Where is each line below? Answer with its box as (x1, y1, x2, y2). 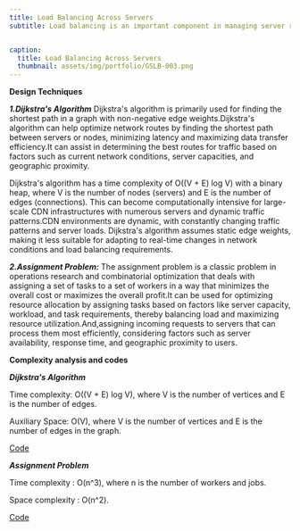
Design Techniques (9, 87, 83, 97)
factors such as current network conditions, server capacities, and (9, 151, 254, 162)
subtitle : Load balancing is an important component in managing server (9, 21, 286, 30)
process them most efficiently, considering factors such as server (9, 328, 252, 339)
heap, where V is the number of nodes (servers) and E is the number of (9, 187, 271, 198)
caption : (9, 46, 42, 54)
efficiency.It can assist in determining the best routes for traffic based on (9, 142, 278, 153)
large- (263, 197, 287, 208)
